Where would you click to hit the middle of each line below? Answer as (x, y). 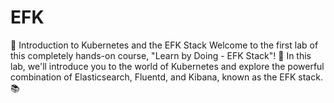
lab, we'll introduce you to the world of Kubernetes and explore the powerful (167, 66)
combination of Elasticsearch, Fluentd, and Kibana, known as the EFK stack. (166, 77)
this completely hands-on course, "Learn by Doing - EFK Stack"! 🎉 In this (161, 55)
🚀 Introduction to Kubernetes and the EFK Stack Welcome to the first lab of (164, 45)
